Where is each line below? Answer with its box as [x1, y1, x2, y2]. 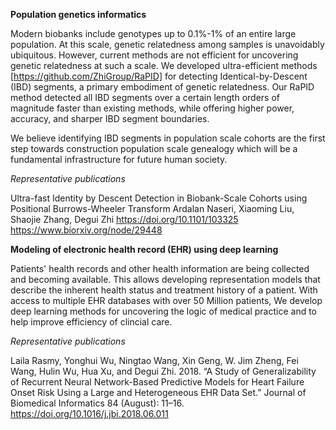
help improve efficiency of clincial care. [10, 316, 173, 328]
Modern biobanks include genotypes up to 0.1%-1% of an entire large [10, 28, 297, 39]
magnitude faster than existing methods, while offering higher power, [10, 102, 295, 114]
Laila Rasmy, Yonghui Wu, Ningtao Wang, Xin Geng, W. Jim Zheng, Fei [10, 355, 299, 366]
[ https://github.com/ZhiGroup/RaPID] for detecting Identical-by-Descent [10, 70, 308, 82]
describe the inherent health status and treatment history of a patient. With [10, 284, 318, 296]
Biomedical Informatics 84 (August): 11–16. [10, 397, 185, 409]
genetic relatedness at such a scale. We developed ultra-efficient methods [10, 60, 318, 71]
